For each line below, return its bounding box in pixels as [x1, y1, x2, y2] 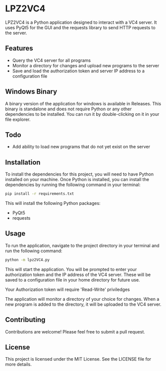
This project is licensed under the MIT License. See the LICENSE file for [5, 356, 152, 362]
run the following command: [5, 248, 63, 254]
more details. [5, 362, 32, 368]
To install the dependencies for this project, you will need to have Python [5, 171, 154, 177]
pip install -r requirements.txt [5, 191, 74, 196]
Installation [5, 158, 41, 166]
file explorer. [5, 116, 31, 122]
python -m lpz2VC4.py [5, 257, 50, 262]
